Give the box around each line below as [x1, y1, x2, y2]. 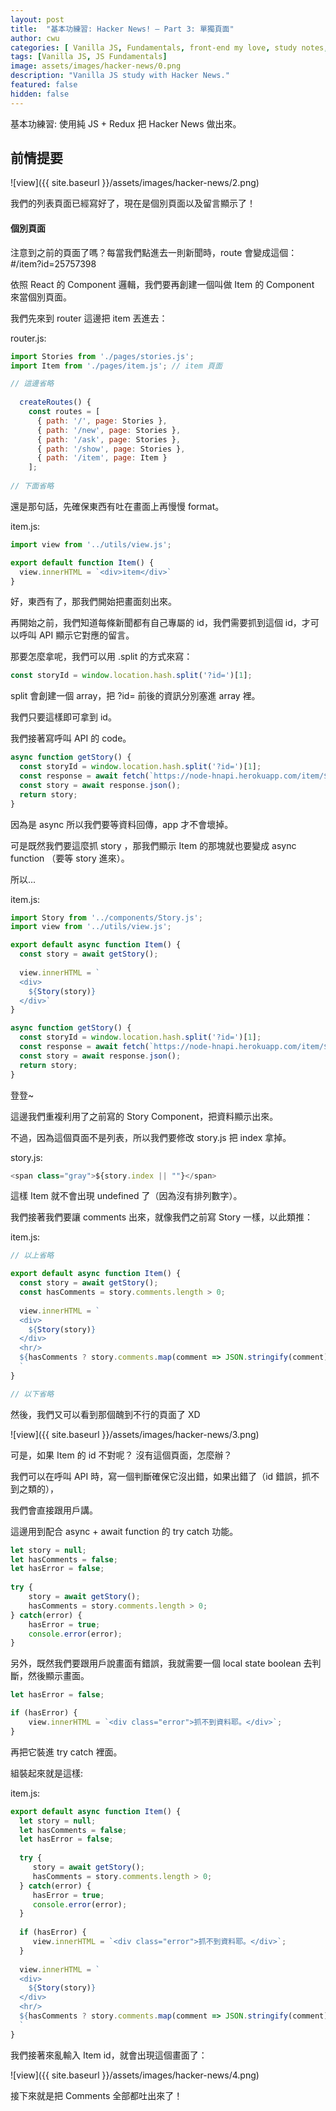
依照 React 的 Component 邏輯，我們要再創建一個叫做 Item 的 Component [10, 278, 315, 290]
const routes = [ [28, 407, 101, 417]
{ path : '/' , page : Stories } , [36, 416, 168, 426]
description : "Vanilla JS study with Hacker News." [10, 71, 230, 81]
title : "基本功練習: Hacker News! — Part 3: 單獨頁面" [10, 24, 235, 34]
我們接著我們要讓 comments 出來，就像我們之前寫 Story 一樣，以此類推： [10, 1211, 314, 1223]
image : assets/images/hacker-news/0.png [10, 61, 182, 71]
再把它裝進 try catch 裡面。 [10, 1746, 123, 1758]
